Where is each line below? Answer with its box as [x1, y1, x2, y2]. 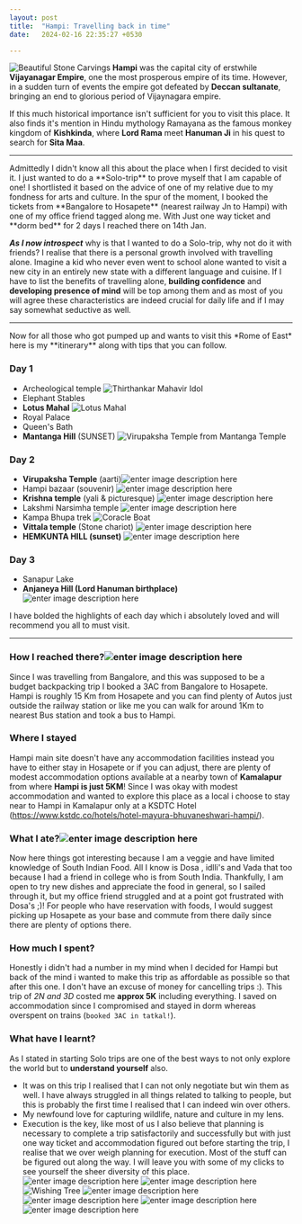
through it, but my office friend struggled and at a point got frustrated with [9, 891, 285, 902]
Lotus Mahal [22, 402, 70, 413]
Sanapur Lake [22, 574, 75, 585]
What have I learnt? [9, 1032, 96, 1045]
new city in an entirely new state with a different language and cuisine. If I [9, 266, 282, 277]
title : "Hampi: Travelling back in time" [9, 22, 171, 31]
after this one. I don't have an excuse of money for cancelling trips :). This [9, 981, 283, 992]
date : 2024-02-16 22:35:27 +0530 [9, 30, 143, 39]
